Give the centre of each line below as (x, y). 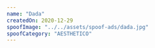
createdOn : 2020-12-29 (40, 20)
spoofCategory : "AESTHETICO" (49, 34)
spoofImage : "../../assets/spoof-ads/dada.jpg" (78, 27)
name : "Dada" (26, 14)
